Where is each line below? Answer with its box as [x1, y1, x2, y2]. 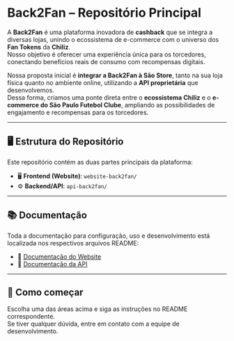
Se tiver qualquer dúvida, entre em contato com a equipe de [7, 319, 180, 328]
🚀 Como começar [7, 286, 84, 298]
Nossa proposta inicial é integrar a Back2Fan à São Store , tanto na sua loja [7, 71, 223, 79]
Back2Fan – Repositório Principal [7, 5, 202, 21]
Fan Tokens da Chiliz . [7, 43, 71, 51]
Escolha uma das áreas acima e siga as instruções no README [7, 305, 188, 313]
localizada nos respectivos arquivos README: [7, 238, 139, 247]
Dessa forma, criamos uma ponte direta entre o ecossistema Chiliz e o [7, 93, 211, 102]
